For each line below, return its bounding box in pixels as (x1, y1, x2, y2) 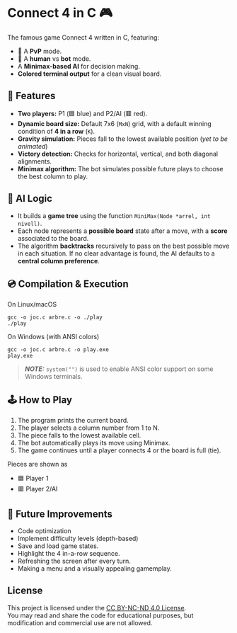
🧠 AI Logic (7, 193, 53, 205)
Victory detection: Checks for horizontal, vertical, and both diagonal (17, 149, 218, 158)
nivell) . (17, 219, 42, 227)
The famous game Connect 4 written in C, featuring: (7, 33, 160, 42)
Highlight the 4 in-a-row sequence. (17, 549, 120, 557)
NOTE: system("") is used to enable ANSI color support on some (24, 365, 214, 373)
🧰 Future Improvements (7, 508, 113, 520)
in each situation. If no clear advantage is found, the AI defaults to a (17, 249, 215, 258)
